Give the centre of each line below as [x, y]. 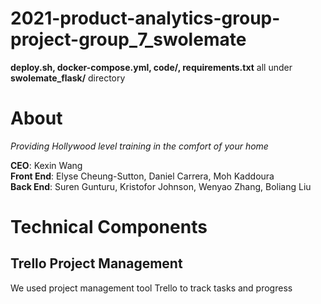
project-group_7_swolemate [128, 39]
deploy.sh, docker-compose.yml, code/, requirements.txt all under [151, 67]
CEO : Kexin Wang [46, 165]
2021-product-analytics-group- [145, 18]
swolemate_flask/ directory [68, 78]
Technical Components [109, 227]
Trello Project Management [96, 263]
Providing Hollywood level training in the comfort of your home [139, 146]
